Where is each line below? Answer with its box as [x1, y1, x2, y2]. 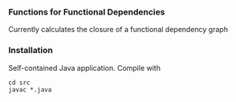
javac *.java [8, 85, 52, 94]
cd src [8, 79, 31, 87]
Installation [8, 45, 54, 56]
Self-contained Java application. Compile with [8, 63, 161, 72]
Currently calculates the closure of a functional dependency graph [8, 25, 229, 35]
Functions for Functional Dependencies [8, 6, 165, 18]
